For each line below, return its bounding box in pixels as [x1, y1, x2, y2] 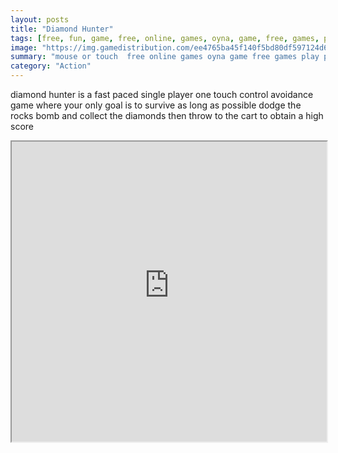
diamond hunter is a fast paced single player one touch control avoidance [10, 89, 314, 100]
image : [10, 42, 38, 53]
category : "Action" [10, 61, 92, 71]
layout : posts [10, 14, 70, 25]
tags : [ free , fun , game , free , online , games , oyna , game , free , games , [10, 33, 320, 43]
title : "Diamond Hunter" [10, 24, 114, 34]
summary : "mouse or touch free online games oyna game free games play [10, 52, 320, 62]
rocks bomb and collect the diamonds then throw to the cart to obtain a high [10, 110, 324, 121]
